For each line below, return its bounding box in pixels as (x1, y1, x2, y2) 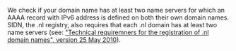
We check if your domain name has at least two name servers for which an (7, 6, 225, 14)
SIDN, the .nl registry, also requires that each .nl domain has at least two (7, 21, 218, 29)
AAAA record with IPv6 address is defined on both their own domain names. (7, 13, 230, 22)
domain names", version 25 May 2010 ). (7, 36, 122, 44)
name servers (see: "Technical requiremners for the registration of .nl (7, 28, 209, 36)
